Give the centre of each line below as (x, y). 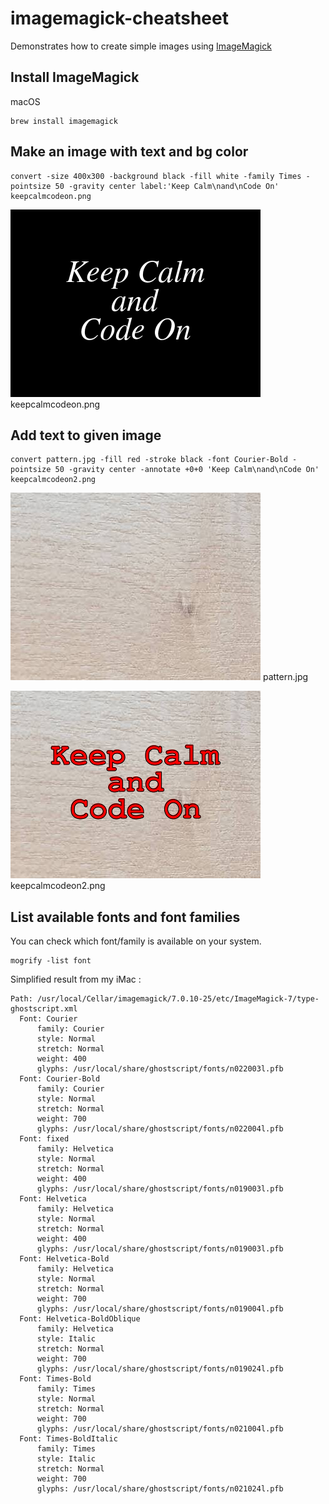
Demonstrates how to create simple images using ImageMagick (141, 46)
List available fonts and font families (125, 917)
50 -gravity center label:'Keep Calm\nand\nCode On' (167, 186)
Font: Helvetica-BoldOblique (80, 1319)
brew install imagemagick (64, 121)
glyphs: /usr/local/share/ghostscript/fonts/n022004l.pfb (160, 1129)
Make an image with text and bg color (129, 152)
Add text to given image (86, 435)
